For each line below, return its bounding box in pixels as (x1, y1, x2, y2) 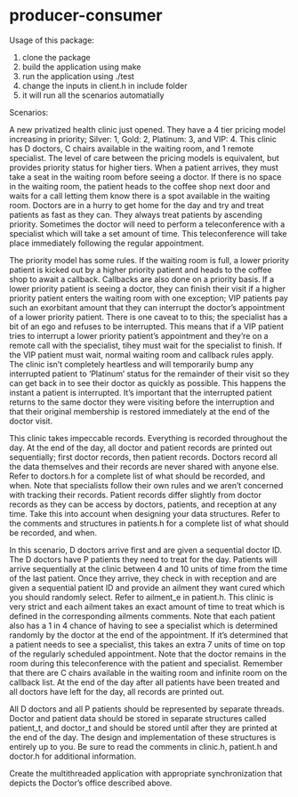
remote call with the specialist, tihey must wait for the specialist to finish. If (9, 340, 283, 350)
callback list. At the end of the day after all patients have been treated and (9, 677, 280, 688)
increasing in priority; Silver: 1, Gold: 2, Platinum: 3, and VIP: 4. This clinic (9, 133, 278, 144)
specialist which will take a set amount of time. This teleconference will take (9, 228, 287, 238)
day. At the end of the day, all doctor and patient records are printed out (9, 442, 273, 453)
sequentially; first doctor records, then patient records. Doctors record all (9, 451, 278, 463)
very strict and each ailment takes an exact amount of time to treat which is (9, 601, 286, 612)
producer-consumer (9, 5, 163, 26)
